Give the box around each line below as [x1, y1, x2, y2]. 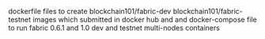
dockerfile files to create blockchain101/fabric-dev [8, 7, 172, 16]
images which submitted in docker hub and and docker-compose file [32, 15, 257, 24]
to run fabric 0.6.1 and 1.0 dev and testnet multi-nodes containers [8, 23, 220, 32]
